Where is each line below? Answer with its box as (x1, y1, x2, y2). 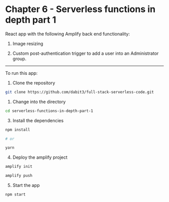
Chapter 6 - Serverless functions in (5, 4, 156, 15)
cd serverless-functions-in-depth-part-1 (5, 108, 94, 114)
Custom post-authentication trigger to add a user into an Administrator (12, 50, 159, 56)
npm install (5, 127, 30, 132)
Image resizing (12, 40, 44, 46)
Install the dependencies (12, 117, 64, 124)
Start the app (12, 182, 40, 188)
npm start (5, 192, 26, 197)
